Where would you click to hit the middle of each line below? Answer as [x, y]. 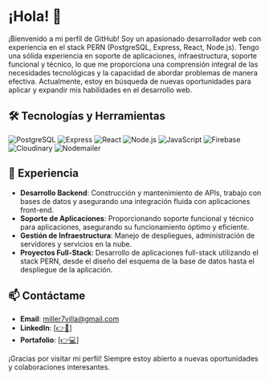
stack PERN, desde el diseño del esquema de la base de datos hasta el [137, 261]
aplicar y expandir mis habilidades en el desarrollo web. [100, 90]
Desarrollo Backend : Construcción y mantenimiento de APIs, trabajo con [141, 193]
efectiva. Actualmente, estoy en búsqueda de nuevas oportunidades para [130, 81]
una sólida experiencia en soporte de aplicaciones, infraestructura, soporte [133, 55]
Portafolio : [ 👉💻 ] [49, 340]
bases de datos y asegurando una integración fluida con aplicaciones [135, 201]
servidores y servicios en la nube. [76, 243]
